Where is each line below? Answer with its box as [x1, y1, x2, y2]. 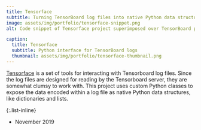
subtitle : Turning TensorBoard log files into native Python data [6, 14, 175, 20]
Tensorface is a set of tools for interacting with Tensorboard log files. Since [6, 69, 192, 77]
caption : [6, 37, 28, 43]
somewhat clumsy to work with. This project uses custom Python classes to [6, 82, 193, 89]
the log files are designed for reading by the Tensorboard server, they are [6, 75, 187, 83]
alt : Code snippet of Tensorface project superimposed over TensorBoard [6, 25, 191, 32]
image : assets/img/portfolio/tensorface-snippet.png [6, 20, 141, 26]
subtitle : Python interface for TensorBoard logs [11, 47, 138, 54]
